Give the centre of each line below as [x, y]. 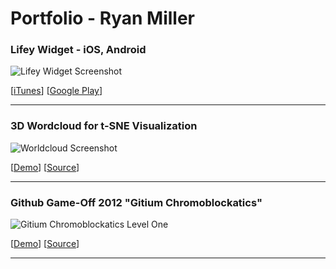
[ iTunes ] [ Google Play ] [56, 91]
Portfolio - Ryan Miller [103, 18]
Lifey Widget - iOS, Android [78, 50]
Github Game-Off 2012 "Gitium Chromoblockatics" [136, 202]
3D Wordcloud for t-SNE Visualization [104, 126]
